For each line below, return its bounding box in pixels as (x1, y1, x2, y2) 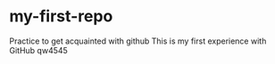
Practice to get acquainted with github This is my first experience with (9, 36, 267, 46)
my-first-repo (9, 6, 113, 27)
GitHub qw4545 (9, 44, 69, 55)
